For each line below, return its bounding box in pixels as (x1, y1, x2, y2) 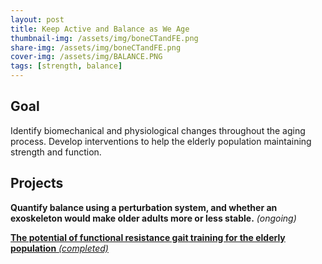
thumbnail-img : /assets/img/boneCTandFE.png (10, 33, 199, 43)
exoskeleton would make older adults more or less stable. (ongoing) (10, 212, 297, 224)
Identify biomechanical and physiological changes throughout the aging (10, 124, 306, 136)
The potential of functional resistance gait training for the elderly (10, 231, 286, 243)
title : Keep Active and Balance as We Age (10, 24, 190, 34)
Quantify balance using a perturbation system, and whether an (10, 201, 278, 213)
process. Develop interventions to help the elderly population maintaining (10, 135, 312, 147)
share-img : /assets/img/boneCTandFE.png (10, 42, 182, 53)
